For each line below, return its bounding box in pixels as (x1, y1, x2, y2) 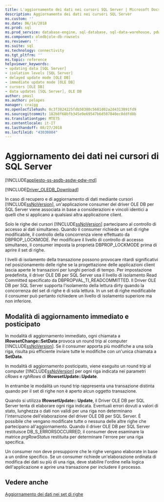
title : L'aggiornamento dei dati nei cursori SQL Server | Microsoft (5, 7, 150, 12)
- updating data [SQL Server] (5, 66, 67, 71)
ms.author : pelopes (5, 98, 45, 103)
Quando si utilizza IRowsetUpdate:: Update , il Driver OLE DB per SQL (5, 397, 145, 403)
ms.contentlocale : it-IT (5, 121, 56, 125)
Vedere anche (5, 478, 49, 486)
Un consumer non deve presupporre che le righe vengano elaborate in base (5, 449, 158, 454)
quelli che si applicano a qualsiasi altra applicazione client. (5, 212, 123, 218)
